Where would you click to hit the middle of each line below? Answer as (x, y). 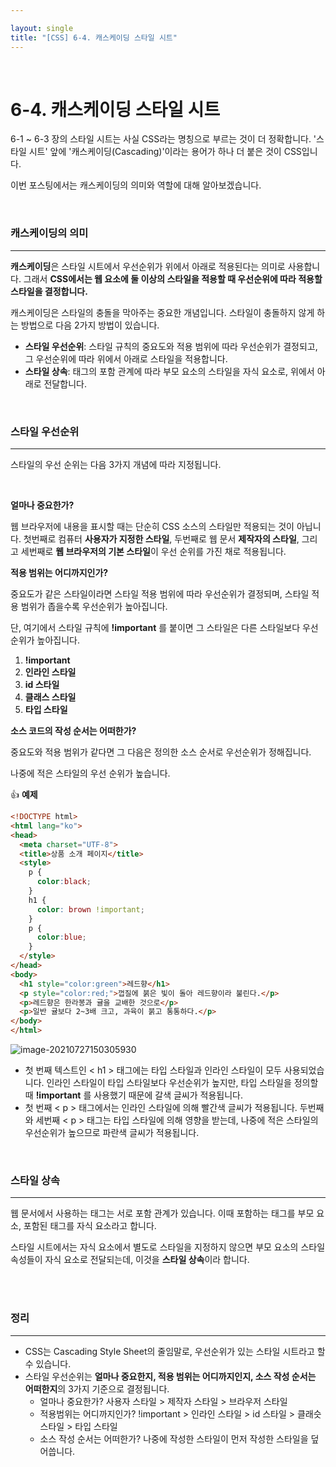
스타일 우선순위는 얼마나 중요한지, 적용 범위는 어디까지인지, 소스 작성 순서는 (170, 1376)
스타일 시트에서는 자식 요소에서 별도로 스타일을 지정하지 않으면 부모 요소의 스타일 (168, 1247)
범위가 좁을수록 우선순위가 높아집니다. (94, 607)
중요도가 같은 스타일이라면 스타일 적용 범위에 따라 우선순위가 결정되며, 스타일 (160, 594)
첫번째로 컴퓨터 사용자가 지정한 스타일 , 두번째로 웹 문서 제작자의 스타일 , (161, 539)
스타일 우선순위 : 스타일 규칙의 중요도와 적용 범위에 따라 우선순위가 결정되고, (171, 346)
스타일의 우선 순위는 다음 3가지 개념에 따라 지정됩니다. (116, 465)
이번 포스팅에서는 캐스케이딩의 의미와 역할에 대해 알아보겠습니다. (136, 185)
